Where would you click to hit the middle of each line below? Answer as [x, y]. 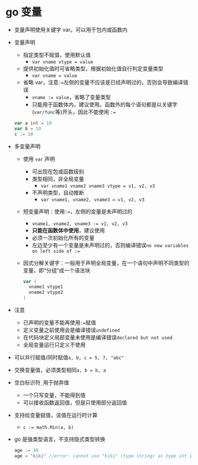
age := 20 [26, 451]
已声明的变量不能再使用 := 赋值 [59, 323]
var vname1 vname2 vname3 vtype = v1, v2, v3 [98, 186]
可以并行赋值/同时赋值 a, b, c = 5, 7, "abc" [69, 357]
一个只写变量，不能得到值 [54, 395]
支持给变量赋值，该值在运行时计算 [56, 415]
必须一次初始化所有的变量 [63, 238]
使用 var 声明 [39, 159]
